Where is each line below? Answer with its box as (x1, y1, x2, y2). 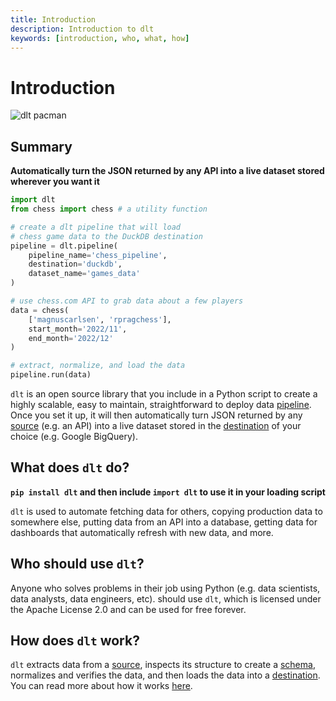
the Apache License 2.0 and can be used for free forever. (10, 603, 247, 615)
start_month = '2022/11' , (28, 324, 128, 334)
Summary (10, 138, 73, 155)
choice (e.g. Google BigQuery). (10, 431, 138, 442)
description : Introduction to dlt (10, 24, 155, 34)
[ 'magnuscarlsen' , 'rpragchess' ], (28, 314, 172, 325)
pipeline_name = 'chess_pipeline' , (28, 250, 168, 260)
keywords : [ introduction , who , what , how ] (10, 33, 190, 43)
